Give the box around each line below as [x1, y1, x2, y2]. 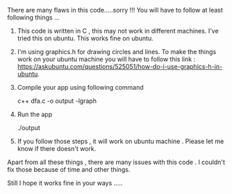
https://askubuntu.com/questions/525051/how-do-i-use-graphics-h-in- [17, 63, 223, 70]
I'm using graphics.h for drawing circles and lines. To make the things [17, 48, 217, 56]
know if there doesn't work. [17, 145, 97, 152]
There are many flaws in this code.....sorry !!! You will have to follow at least [7, 6, 224, 14]
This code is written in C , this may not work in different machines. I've [17, 27, 219, 35]
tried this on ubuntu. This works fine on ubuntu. [17, 34, 154, 42]
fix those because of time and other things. [7, 165, 131, 173]
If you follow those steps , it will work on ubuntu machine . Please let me [17, 137, 224, 145]
